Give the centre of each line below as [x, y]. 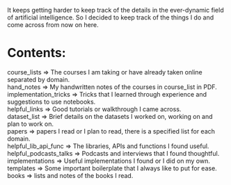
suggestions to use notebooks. [51, 102]
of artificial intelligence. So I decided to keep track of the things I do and [111, 17]
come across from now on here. [53, 25]
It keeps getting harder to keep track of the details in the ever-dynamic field [115, 10]
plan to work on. [31, 124]
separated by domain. [39, 79]
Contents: [37, 53]
